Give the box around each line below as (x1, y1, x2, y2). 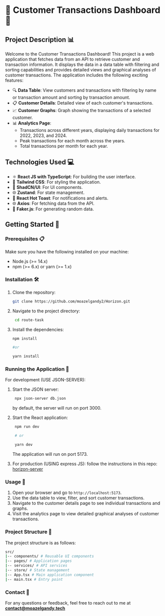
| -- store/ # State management (5, 568, 70, 573)
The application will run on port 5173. (12, 451, 88, 457)
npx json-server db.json (14, 396, 66, 401)
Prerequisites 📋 (5, 236, 45, 243)
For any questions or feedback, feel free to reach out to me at (5, 600, 131, 606)
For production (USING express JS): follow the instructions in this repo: (12, 461, 158, 467)
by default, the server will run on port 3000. (12, 405, 102, 411)
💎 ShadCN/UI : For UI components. (12, 184, 83, 190)
